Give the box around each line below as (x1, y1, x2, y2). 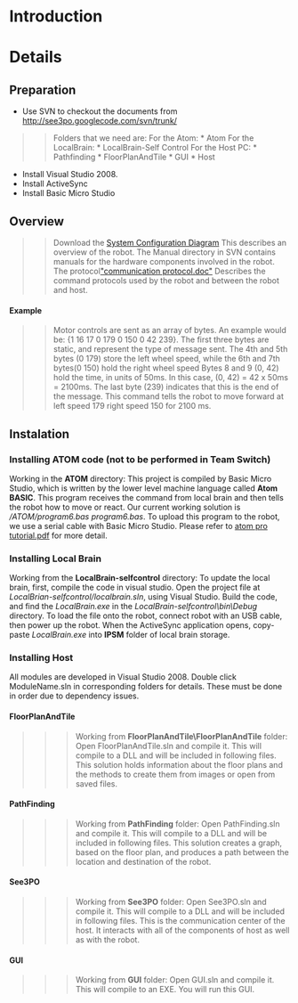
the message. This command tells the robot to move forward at (52, 391, 285, 402)
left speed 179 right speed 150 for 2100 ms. (52, 401, 212, 412)
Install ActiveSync (21, 178, 88, 189)
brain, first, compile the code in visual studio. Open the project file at (9, 582, 261, 593)
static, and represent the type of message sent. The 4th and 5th (52, 344, 288, 355)
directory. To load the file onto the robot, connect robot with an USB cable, (9, 610, 283, 621)
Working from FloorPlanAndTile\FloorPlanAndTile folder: (75, 730, 288, 741)
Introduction (9, 6, 103, 27)
